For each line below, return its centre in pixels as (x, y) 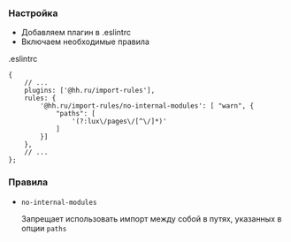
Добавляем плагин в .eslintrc (76, 33)
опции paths (44, 228)
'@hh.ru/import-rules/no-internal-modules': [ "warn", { (147, 106)
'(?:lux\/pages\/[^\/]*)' (119, 122)
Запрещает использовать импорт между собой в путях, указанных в (151, 218)
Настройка (33, 13)
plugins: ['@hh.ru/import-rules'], (90, 91)
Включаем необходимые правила (85, 42)
